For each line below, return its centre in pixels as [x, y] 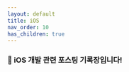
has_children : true [36, 34]
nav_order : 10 [28, 27]
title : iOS [23, 21]
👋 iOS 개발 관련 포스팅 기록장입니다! [65, 60]
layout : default [31, 14]
